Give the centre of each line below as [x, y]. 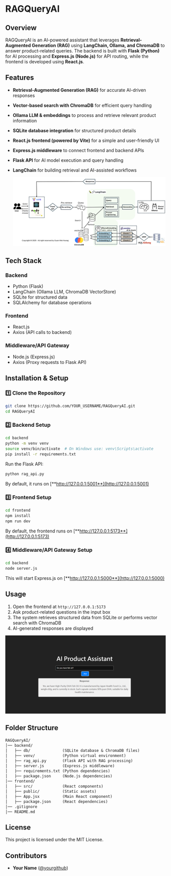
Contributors [26, 856]
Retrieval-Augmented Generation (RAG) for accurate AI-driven [79, 90]
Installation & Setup [37, 378]
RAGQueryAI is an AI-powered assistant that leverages [62, 40]
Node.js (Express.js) [34, 357]
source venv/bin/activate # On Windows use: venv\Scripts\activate [79, 449]
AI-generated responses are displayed [53, 628]
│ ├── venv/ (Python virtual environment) [66, 756]
